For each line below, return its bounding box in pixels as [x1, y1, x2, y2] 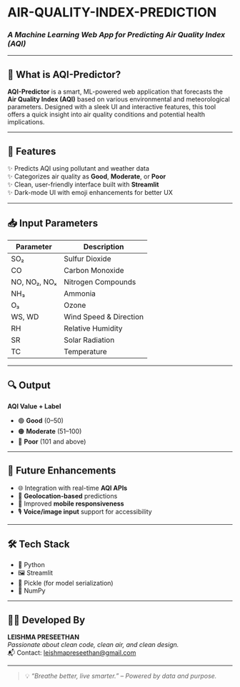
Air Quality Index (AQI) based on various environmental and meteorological [7, 95, 230, 104]
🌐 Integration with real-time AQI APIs [17, 483, 128, 492]
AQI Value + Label [7, 401, 61, 411]
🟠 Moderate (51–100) [17, 426, 82, 436]
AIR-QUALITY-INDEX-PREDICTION [7, 4, 217, 21]
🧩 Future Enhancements [7, 465, 116, 477]
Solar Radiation [64, 335, 115, 345]
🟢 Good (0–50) [17, 416, 64, 425]
